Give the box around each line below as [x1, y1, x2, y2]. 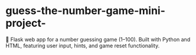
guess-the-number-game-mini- [5, 4, 166, 18]
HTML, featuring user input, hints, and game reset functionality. [5, 42, 160, 49]
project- [5, 16, 47, 30]
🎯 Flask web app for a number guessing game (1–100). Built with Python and [5, 36, 191, 43]
